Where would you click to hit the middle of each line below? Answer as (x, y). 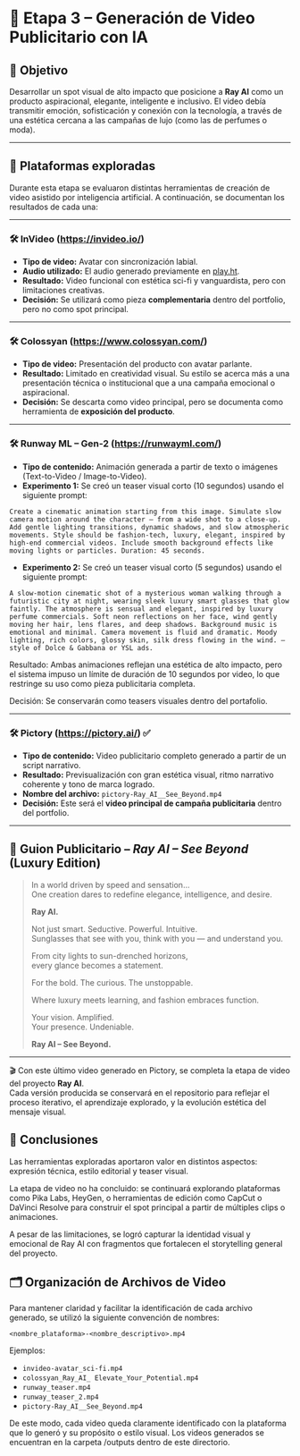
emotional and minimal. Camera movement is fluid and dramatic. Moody (143, 632)
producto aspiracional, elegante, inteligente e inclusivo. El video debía (137, 101)
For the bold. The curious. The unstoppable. (112, 982)
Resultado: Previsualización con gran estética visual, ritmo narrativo (148, 775)
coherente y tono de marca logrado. (88, 784)
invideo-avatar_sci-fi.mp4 (72, 1369)
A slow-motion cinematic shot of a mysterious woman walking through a (145, 593)
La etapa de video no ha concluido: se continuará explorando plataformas (145, 1188)
